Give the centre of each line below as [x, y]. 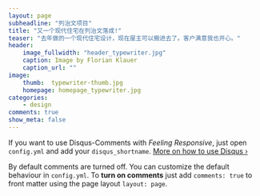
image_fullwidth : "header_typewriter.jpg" [94, 53]
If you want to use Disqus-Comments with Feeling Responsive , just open [128, 142]
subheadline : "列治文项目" [50, 23]
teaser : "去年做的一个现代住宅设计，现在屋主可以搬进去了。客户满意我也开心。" [125, 38]
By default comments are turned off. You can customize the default [119, 166]
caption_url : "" [50, 68]
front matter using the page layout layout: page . [88, 183]
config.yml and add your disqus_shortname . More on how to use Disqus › [128, 151]
